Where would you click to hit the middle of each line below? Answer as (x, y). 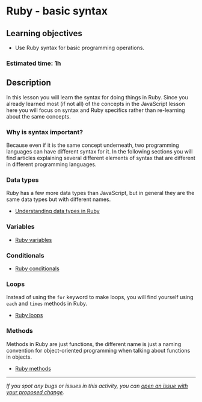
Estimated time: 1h (34, 63)
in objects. (19, 357)
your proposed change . (35, 392)
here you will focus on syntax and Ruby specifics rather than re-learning (96, 110)
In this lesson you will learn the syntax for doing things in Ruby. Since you (97, 97)
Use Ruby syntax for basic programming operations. (80, 48)
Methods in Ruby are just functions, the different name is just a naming (94, 344)
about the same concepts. (38, 116)
